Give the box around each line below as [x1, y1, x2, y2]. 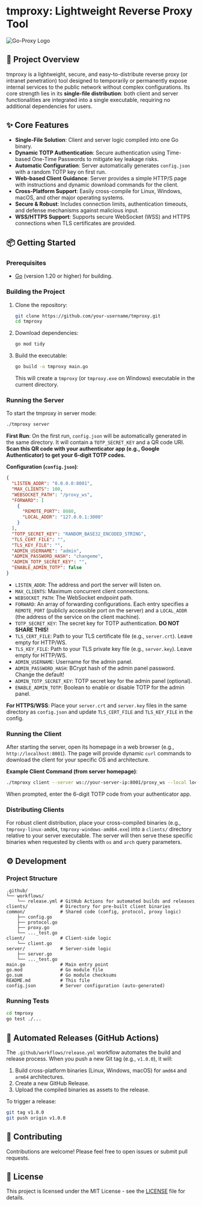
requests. [6, 1154, 30, 1161]
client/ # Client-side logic [6, 935, 112, 942]
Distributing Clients [6, 805, 64, 814]
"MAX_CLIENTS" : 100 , [11, 486, 63, 492]
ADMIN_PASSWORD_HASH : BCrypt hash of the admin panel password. [14, 664, 176, 671]
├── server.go [17, 951, 52, 957]
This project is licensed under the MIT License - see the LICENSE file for [6, 1187, 185, 1195]
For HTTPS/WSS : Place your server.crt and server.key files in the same [6, 702, 188, 709]
